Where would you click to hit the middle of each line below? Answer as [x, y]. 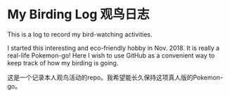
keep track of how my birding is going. [63, 63]
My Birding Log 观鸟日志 [78, 14]
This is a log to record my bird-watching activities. [80, 34]
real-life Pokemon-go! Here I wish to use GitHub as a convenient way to [111, 55]
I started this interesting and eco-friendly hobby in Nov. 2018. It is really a [114, 48]
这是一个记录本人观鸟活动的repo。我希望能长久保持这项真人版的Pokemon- [115, 77]
